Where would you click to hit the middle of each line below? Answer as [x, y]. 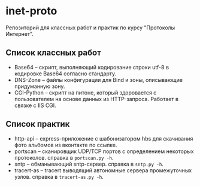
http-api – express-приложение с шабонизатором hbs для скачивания [104, 138]
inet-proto [31, 11]
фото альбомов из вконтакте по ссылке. [66, 145]
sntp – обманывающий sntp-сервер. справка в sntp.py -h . [89, 164]
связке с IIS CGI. [35, 105]
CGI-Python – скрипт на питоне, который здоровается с [85, 92]
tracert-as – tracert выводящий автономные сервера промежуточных [103, 170]
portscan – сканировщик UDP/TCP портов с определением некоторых [104, 151]
